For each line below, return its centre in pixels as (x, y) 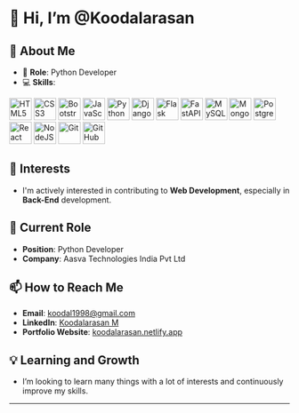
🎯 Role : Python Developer (69, 72)
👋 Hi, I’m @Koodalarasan (102, 18)
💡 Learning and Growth (74, 360)
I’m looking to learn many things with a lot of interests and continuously (153, 382)
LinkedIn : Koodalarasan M (70, 322)
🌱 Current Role (50, 228)
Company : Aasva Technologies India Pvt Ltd (104, 258)
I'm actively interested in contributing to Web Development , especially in (156, 190)
